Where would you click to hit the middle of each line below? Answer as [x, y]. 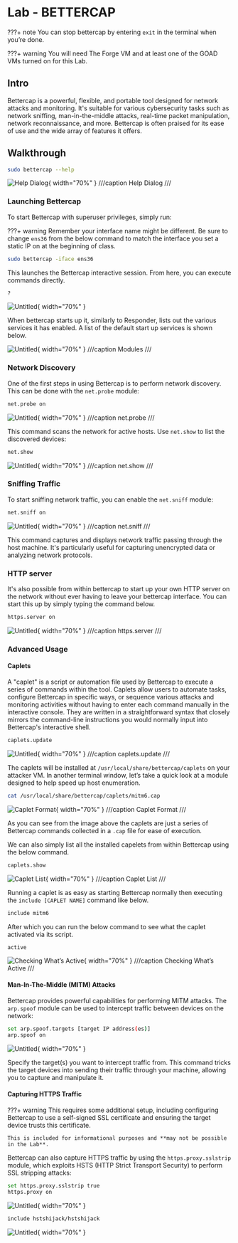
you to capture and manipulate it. [56, 1078]
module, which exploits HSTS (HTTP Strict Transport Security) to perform [115, 1165]
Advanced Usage [38, 649]
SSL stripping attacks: [39, 1173]
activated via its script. [40, 934]
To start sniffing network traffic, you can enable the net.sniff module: [110, 499]
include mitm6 [28, 913]
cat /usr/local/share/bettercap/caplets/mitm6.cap [84, 795]
